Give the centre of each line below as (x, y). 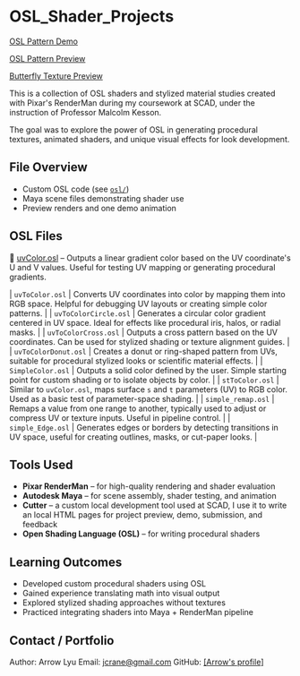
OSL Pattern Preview (47, 58)
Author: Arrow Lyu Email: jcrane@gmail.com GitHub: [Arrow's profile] (137, 662)
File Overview (48, 167)
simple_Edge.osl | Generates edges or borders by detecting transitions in (144, 427)
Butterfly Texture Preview (56, 76)
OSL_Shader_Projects (92, 17)
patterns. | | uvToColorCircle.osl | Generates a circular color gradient (137, 313)
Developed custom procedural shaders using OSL (114, 584)
